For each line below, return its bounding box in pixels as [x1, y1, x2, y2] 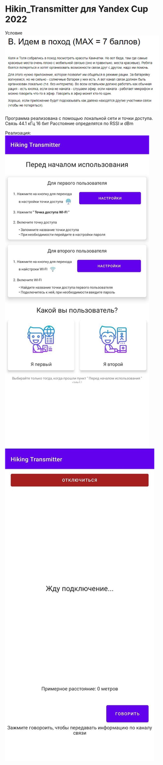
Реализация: [5, 130, 31, 136]
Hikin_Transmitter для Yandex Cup [5, 3, 148, 15]
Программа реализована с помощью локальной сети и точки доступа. [5, 115, 153, 121]
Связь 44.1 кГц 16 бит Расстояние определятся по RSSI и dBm [5, 121, 134, 126]
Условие [5, 30, 23, 36]
